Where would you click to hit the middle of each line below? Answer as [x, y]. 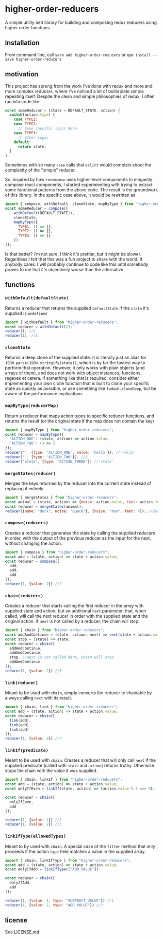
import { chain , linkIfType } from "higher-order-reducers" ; [68, 860]
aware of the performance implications [44, 394]
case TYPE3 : [26, 133]
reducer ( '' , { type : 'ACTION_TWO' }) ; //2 [47, 457]
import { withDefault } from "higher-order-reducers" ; [62, 322]
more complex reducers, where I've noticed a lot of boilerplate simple [74, 91]
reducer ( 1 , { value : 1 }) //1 [33, 820]
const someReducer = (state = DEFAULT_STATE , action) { [63, 110]
